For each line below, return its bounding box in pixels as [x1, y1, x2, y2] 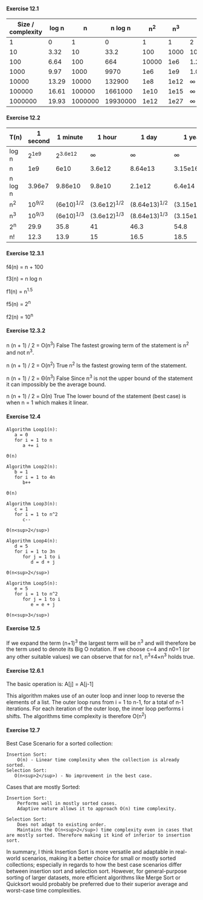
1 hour [97, 133, 117, 142]
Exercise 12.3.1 [6, 249, 44, 257]
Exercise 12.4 [6, 413, 41, 420]
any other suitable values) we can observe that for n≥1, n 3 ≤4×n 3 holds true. [6, 652, 195, 661]
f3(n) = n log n [6, 275, 42, 282]
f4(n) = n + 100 [6, 263, 43, 270]
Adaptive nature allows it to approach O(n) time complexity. [17, 806, 177, 812]
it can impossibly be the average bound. [6, 381, 106, 388]
